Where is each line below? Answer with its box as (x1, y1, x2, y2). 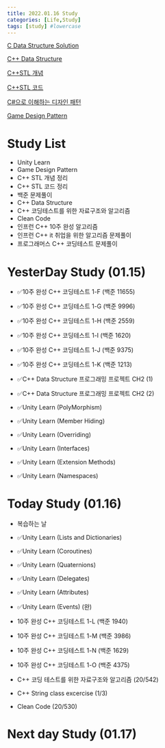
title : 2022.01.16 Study (7, 10, 78, 17)
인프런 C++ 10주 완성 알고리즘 (16, 223, 98, 231)
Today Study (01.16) (7, 496, 122, 512)
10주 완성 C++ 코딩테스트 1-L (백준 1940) (16, 617, 129, 625)
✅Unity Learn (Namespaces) (16, 472, 99, 480)
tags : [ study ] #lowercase (7, 23, 81, 29)
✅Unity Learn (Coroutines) (16, 547, 92, 556)
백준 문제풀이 (16, 191, 53, 199)
